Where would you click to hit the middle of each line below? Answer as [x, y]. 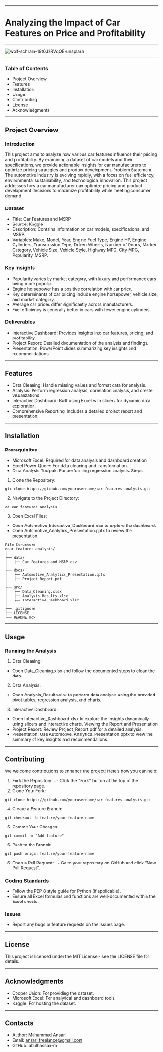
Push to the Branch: [32, 845]
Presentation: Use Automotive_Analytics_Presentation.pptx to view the [82, 734]
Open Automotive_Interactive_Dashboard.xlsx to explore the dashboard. [84, 526]
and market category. [33, 299]
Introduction [20, 144]
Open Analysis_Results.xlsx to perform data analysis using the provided [83, 695]
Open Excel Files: [29, 516]
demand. [14, 196]
